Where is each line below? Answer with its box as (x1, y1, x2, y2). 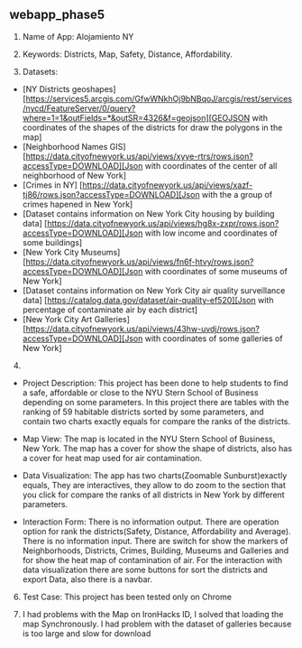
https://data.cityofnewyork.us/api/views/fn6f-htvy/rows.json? (25, 256, 254, 267)
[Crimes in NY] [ (22, 180, 83, 190)
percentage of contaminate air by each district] (22, 304, 198, 315)
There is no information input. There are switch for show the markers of (22, 535, 288, 546)
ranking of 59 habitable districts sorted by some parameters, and (22, 406, 264, 417)
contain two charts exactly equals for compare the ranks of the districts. (22, 415, 291, 427)
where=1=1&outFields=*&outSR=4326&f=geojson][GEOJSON (22, 112, 251, 123)
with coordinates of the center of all (144, 160, 278, 171)
